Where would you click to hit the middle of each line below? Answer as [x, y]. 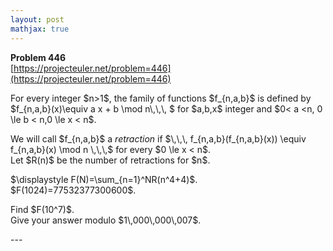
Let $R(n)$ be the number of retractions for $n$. [110, 160]
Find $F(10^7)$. [42, 209]
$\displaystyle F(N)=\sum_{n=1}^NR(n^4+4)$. [104, 179]
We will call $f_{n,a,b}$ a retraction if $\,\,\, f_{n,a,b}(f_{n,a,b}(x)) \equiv [158, 138]
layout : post [37, 19]
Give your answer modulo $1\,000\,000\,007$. [106, 220]
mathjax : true [40, 29]
